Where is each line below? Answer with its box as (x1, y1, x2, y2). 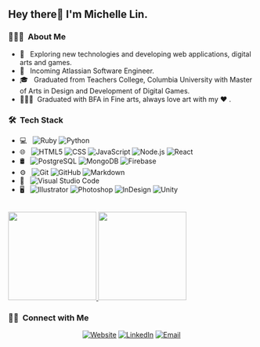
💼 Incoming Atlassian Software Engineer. (19, 66, 155, 75)
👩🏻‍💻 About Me (8, 31, 67, 42)
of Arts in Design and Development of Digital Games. (19, 86, 190, 95)
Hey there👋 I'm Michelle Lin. (8, 8, 148, 21)
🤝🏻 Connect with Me (8, 312, 89, 323)
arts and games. (19, 57, 72, 67)
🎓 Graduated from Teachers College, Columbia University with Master (19, 75, 253, 84)
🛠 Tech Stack (8, 115, 64, 126)
